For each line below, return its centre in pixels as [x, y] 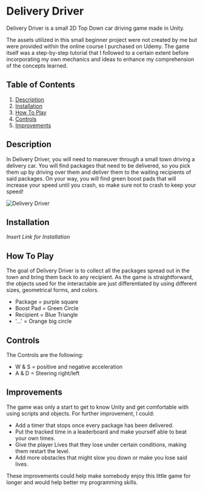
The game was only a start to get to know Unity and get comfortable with [98, 407]
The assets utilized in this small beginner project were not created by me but [102, 40]
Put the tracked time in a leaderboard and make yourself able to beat [101, 431]
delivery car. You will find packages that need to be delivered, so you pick [98, 165]
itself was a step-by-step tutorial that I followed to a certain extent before [98, 52]
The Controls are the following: [45, 355]
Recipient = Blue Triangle [46, 315]
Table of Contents [41, 85]
